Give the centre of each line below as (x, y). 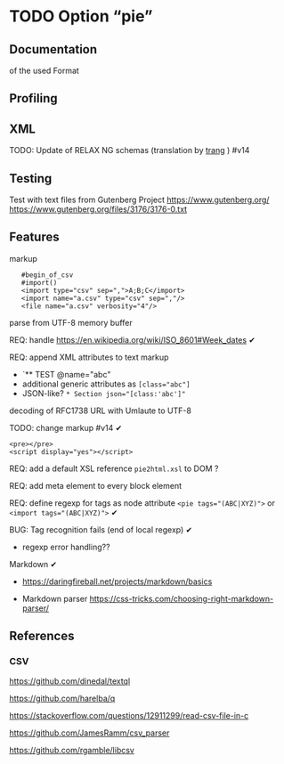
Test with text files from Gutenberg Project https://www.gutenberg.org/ (139, 200)
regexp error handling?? (66, 547)
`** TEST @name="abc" (66, 374)
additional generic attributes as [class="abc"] (106, 384)
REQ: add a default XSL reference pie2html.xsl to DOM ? (114, 468)
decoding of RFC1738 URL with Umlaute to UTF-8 (100, 410)
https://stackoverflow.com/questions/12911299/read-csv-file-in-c (129, 715)
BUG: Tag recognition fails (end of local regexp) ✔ (101, 529)
